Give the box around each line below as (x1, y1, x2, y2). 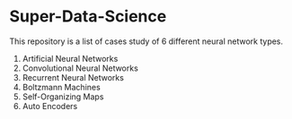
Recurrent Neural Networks (22, 72, 124, 82)
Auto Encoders (22, 100, 78, 111)
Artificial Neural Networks (22, 53, 119, 64)
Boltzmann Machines (22, 81, 101, 92)
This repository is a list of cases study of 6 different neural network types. (9, 36, 284, 47)
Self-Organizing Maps (22, 91, 104, 102)
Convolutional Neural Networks (22, 63, 139, 73)
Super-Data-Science (9, 6, 167, 27)
